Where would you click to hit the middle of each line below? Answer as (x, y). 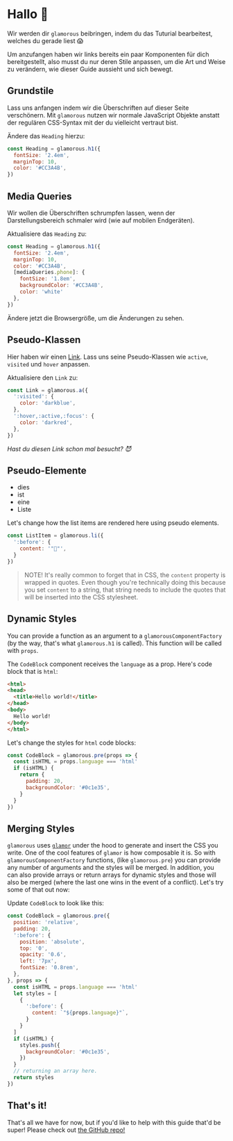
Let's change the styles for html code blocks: (72, 743)
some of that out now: (38, 890)
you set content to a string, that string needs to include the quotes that (125, 590)
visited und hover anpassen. (49, 364)
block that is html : (33, 671)
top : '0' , (34, 948)
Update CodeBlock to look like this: (55, 903)
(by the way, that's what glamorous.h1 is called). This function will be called (114, 643)
